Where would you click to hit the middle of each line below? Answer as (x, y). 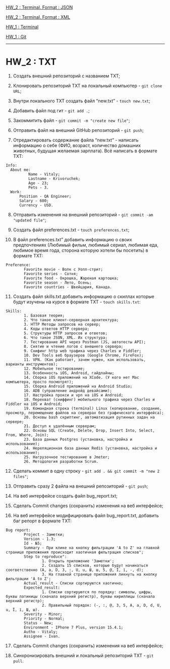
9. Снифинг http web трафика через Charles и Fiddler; (83, 351)
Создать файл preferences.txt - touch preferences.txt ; (71, 230)
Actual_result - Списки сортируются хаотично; (74, 583)
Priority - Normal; (44, 618)
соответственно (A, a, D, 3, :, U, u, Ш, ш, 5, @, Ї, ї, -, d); (75, 570)
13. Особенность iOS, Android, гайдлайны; (69, 373)
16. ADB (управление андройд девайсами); (68, 391)
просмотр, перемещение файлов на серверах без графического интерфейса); (85, 413)
